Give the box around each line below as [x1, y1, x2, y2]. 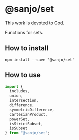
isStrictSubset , [9, 121, 43, 126]
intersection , [9, 98, 39, 103]
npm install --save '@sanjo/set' [5, 57, 75, 62]
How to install [5, 44, 49, 53]
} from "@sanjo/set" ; [5, 131, 50, 136]
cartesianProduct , [9, 112, 48, 117]
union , [9, 93, 23, 98]
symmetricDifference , [9, 107, 55, 112]
